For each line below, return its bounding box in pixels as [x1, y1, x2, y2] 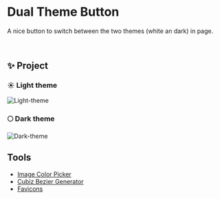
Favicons [16, 185, 43, 193]
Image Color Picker [16, 169, 72, 178]
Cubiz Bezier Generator [16, 177, 84, 185]
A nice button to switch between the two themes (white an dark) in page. [7, 27, 214, 35]
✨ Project [7, 60, 49, 72]
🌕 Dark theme [7, 114, 55, 124]
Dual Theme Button [7, 4, 120, 20]
